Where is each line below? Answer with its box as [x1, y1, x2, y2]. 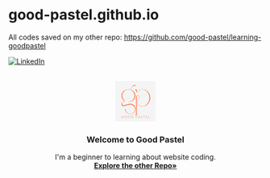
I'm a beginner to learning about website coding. [55, 152, 216, 162]
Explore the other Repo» [93, 161, 177, 171]
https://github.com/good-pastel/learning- [123, 32, 262, 42]
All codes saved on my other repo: [8, 32, 123, 42]
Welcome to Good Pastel [86, 134, 185, 145]
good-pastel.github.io [8, 6, 160, 24]
